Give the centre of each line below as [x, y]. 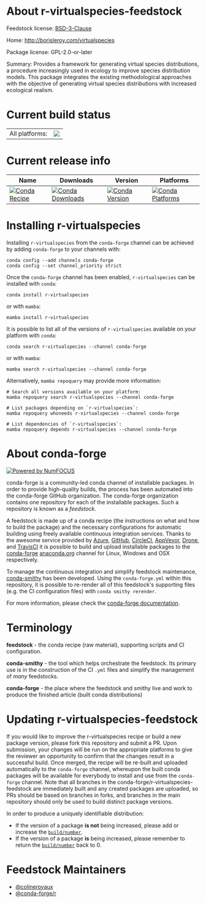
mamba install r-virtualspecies [48, 317]
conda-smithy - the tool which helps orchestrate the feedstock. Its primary [101, 663]
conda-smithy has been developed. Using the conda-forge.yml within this [99, 578]
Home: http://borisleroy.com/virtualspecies [61, 40]
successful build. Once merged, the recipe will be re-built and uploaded [97, 763]
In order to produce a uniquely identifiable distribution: [75, 813]
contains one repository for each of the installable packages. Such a [93, 502]
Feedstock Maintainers [66, 870]
